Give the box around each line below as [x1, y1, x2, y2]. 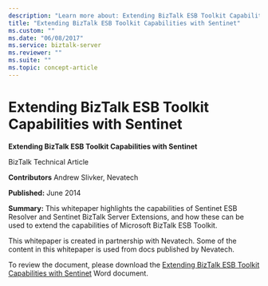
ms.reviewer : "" [8, 49, 62, 57]
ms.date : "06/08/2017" [8, 34, 84, 42]
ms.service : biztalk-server [8, 42, 102, 50]
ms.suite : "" [8, 57, 52, 65]
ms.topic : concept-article [8, 64, 98, 72]
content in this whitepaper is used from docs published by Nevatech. [8, 244, 235, 254]
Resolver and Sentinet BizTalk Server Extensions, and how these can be [8, 212, 245, 221]
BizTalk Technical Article [8, 157, 89, 166]
